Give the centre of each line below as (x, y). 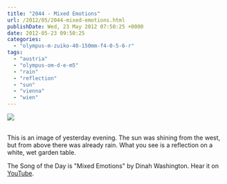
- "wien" (26, 98)
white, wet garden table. (42, 152)
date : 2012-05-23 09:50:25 (46, 33)
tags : (15, 53)
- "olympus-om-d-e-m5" (46, 65)
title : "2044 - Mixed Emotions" (54, 14)
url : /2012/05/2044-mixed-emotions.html (66, 20)
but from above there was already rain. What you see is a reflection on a (110, 145)
